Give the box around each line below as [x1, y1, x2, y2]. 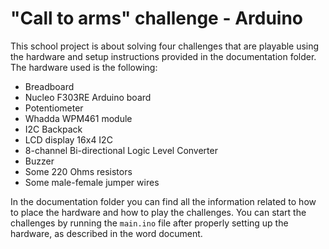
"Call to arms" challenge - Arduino [10, 7, 304, 30]
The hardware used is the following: [10, 61, 158, 73]
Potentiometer [24, 102, 84, 114]
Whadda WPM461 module [24, 112, 133, 124]
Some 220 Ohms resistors [24, 165, 133, 177]
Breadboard [24, 80, 75, 92]
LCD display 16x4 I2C [24, 133, 113, 146]
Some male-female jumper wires [24, 176, 160, 188]
